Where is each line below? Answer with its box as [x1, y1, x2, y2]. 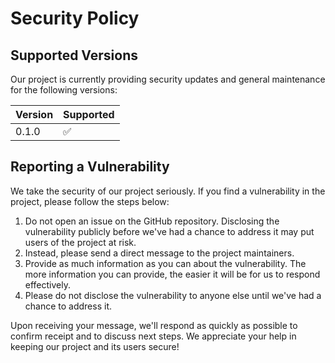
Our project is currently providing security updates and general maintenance [10, 73, 326, 85]
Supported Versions [10, 47, 138, 64]
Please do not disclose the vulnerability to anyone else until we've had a [24, 289, 322, 301]
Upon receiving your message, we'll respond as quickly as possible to [10, 319, 298, 331]
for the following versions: [10, 84, 118, 96]
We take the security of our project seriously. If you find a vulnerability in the [10, 185, 326, 197]
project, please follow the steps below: [10, 195, 170, 207]
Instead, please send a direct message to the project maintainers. [24, 247, 295, 259]
